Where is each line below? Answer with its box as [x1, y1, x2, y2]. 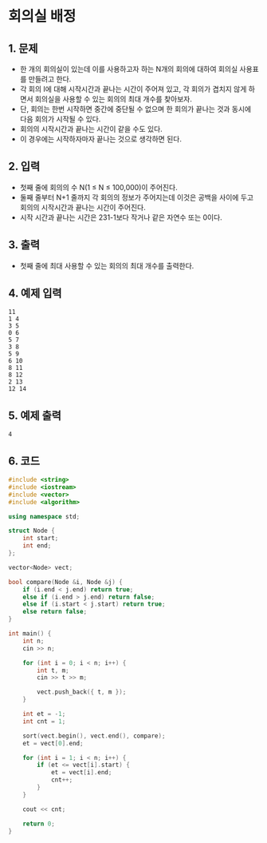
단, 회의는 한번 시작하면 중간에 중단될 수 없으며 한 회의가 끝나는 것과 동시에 [19, 105, 252, 113]
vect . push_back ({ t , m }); [37, 688, 127, 696]
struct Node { [8, 527, 56, 535]
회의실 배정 [8, 7, 77, 26]
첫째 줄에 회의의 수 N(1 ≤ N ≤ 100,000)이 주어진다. [19, 182, 178, 192]
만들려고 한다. [28, 74, 72, 84]
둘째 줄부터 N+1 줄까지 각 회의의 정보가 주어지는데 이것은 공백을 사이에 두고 [19, 193, 253, 202]
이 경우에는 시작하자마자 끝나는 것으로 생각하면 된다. [19, 134, 182, 144]
